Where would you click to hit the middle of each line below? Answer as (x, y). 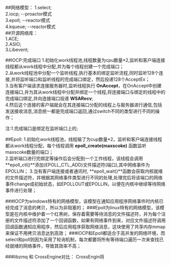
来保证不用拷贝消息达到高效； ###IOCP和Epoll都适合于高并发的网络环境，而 (85, 233)
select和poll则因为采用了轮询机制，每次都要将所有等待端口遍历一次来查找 (82, 239)
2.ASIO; (13, 44)
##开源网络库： (22, 33)
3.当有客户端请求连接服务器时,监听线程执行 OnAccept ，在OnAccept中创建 (83, 86)
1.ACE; (12, 39)
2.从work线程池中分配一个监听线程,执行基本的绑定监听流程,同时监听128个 (82, 73)
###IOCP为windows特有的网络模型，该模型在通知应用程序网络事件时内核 (82, 201)
